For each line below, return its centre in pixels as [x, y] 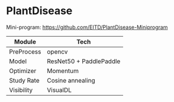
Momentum [63, 71]
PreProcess [25, 51]
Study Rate [24, 80]
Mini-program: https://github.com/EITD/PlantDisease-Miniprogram [87, 27]
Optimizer [23, 71]
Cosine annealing [71, 80]
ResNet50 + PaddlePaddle [84, 61]
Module [25, 41]
